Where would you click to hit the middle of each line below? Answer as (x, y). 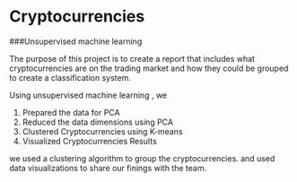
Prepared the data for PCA (71, 112)
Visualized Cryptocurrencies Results (89, 141)
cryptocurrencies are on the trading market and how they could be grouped (149, 68)
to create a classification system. (70, 77)
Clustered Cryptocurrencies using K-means (102, 131)
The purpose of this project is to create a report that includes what (132, 58)
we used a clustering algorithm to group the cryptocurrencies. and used (142, 158)
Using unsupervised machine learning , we (88, 95)
